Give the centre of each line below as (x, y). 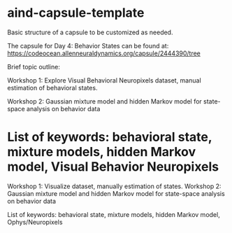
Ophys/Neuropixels (35, 222)
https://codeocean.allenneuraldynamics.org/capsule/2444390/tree (104, 53)
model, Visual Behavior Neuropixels (113, 167)
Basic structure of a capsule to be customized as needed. (90, 32)
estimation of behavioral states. (52, 87)
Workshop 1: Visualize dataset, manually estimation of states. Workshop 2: (114, 186)
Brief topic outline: (34, 66)
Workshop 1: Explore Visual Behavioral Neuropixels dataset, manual (104, 80)
